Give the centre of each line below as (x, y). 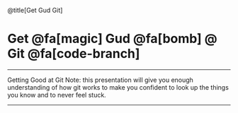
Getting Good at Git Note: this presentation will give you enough (100, 80)
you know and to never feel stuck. (57, 95)
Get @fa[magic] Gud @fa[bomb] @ (112, 39)
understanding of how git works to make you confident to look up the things (118, 87)
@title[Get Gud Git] (35, 10)
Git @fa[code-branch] (74, 54)
